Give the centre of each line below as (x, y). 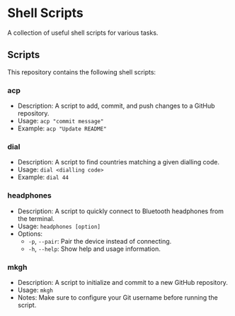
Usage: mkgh (35, 290)
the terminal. (36, 218)
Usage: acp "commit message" (61, 121)
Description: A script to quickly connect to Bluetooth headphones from (121, 211)
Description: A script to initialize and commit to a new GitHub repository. (123, 282)
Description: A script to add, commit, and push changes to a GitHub (116, 106)
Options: (30, 233)
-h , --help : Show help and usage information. (94, 249)
